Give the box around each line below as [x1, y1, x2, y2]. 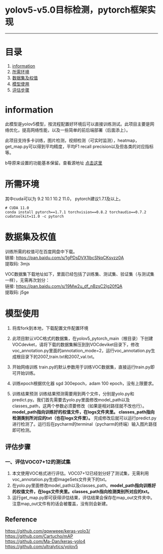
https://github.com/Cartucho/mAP [5, 533, 73, 539]
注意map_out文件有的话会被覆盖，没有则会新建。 [12, 501, 111, 507]
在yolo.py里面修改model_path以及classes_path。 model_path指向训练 [12, 483, 152, 488]
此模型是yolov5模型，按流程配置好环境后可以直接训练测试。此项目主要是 [5, 121, 150, 127]
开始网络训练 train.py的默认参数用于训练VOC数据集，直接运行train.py [12, 364, 151, 370]
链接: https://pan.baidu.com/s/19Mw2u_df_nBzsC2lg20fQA [5, 283, 123, 289]
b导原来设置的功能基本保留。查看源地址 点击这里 [5, 160, 103, 166]
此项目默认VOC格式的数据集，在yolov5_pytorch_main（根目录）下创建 [12, 335, 153, 341]
